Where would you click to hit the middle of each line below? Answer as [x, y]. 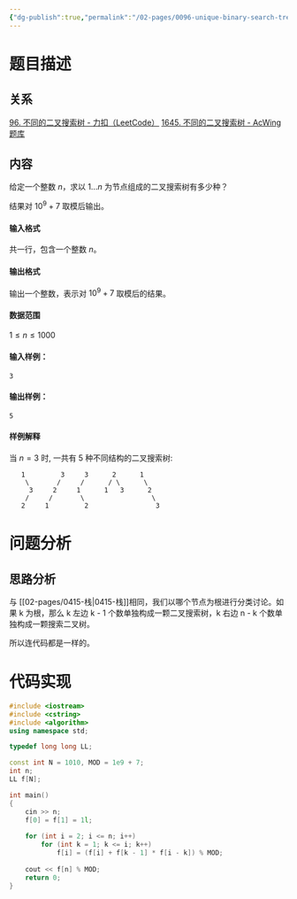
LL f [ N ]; [25, 779]
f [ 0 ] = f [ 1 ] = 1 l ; [59, 820]
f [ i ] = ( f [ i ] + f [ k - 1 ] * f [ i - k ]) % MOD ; [140, 853]
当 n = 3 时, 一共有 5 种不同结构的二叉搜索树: [91, 458]
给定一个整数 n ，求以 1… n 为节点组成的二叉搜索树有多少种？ [119, 187]
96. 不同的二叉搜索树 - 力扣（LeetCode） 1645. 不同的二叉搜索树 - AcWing [145, 122]
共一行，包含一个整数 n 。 [55, 250]
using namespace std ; [49, 731]
